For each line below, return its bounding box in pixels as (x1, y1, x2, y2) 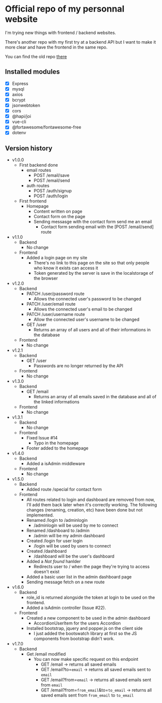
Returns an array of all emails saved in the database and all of (33, 394, 157, 400)
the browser (33, 275, 58, 281)
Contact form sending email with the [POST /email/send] (41, 224, 154, 230)
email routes (26, 167, 52, 173)
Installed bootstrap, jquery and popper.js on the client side (26, 625, 143, 631)
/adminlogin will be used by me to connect (33, 522, 118, 529)
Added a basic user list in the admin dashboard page (26, 574, 132, 580)
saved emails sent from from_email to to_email (41, 692, 134, 698)
